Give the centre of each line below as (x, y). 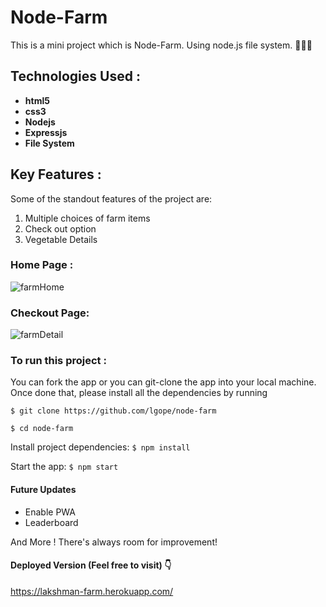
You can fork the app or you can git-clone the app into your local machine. (163, 382)
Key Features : (56, 174)
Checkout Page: (50, 313)
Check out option (60, 228)
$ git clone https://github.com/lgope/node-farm (113, 411)
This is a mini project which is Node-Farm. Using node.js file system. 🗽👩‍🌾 (161, 45)
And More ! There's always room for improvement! (114, 542)
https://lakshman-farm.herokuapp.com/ (92, 591)
